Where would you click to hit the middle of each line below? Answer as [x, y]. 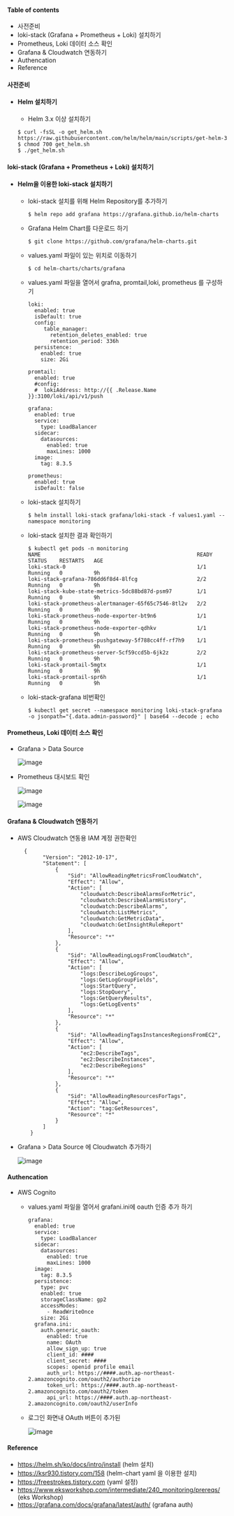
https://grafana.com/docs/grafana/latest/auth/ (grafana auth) [105, 1504]
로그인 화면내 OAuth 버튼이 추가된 [74, 1418]
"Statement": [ [65, 864]
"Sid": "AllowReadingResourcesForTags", [127, 1096]
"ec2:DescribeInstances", [118, 1060]
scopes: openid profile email [90, 1367]
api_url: [59, 1398]
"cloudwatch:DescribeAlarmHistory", [133, 900]
